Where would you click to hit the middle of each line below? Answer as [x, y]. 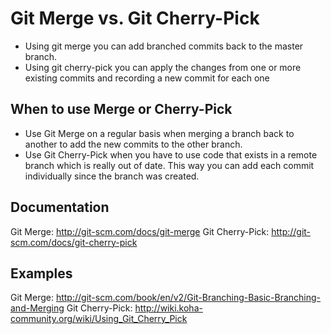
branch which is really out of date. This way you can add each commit [169, 165]
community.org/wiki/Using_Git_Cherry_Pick [99, 319]
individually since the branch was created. [112, 176]
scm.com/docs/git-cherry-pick [74, 242]
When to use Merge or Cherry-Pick [121, 109]
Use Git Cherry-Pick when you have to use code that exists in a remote [171, 154]
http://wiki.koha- [168, 308]
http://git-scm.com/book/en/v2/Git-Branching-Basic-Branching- [188, 298]
